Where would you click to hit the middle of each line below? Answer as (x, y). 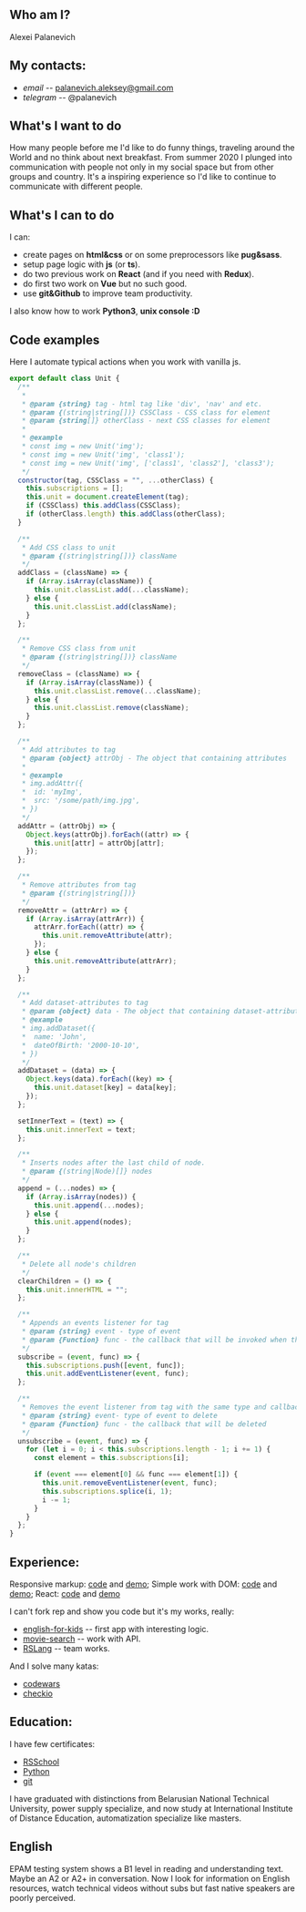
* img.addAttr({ (52, 784)
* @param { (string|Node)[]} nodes (87, 1172)
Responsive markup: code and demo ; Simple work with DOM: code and (143, 1584)
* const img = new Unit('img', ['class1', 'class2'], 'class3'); (148, 463)
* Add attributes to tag (69, 750)
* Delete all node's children (79, 1264)
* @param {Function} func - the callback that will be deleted (144, 1424)
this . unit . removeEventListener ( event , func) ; (130, 1483)
